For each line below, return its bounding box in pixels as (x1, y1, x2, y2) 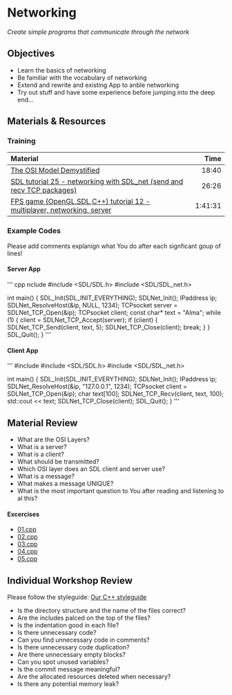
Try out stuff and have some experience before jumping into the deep (17, 88, 215, 96)
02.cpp (17, 533, 38, 541)
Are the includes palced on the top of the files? (17, 613, 151, 622)
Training (7, 136, 36, 146)
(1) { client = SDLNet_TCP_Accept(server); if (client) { (7, 316, 158, 324)
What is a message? (17, 472, 75, 480)
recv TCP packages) (10, 185, 77, 195)
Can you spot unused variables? (17, 658, 109, 666)
